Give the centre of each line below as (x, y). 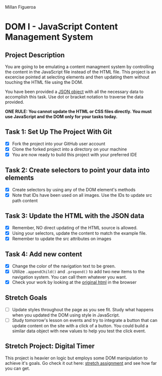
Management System (49, 37)
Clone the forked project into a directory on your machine (69, 149)
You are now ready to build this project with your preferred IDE (74, 154)
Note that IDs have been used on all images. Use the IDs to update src (82, 195)
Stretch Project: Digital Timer (50, 346)
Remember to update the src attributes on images (62, 239)
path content (25, 200)
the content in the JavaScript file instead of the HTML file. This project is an (81, 72)
